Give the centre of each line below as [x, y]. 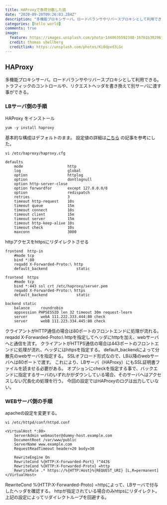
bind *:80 [24, 260]
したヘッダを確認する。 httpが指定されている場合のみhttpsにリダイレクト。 [83, 491]
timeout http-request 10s [44, 201]
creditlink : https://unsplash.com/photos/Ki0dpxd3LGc [66, 47]
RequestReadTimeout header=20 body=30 [54, 449]
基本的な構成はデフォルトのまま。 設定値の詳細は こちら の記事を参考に [78, 137]
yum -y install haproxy [30, 128]
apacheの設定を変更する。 [32, 413]
